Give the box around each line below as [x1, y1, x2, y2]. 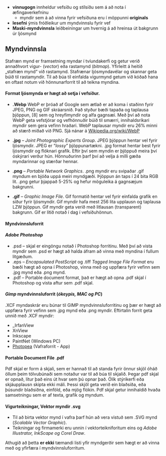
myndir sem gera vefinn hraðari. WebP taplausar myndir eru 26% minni [12, 122, 158, 128]
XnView [12, 328, 28, 334]
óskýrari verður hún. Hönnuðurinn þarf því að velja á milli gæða [12, 153, 141, 159]
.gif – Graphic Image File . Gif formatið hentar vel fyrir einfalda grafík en [12, 193, 158, 200]
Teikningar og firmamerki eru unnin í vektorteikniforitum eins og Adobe [12, 425, 157, 431]
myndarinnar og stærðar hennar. [12, 159, 79, 165]
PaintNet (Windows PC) [12, 338, 61, 344]
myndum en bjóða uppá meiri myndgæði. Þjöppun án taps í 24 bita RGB [12, 173, 159, 179]
